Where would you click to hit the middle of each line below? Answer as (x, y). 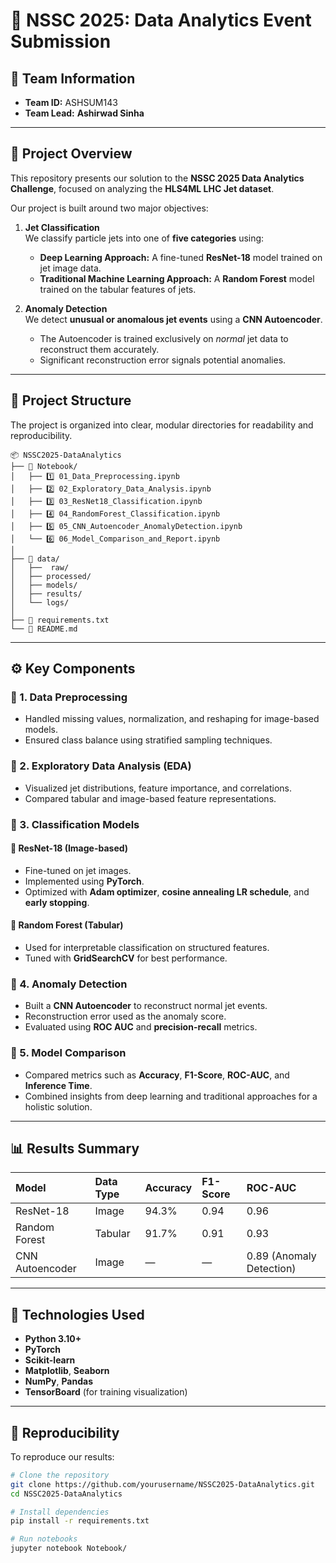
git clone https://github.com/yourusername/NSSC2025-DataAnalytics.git (162, 1484)
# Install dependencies (60, 1512)
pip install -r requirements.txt (80, 1521)
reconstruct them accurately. (99, 349)
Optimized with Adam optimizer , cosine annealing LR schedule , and (167, 891)
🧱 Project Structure (71, 400)
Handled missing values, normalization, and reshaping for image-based (172, 719)
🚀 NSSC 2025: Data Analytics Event (161, 20)
